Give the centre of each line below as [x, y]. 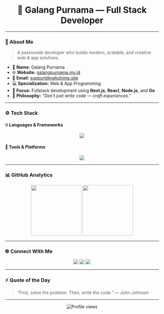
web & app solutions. [38, 58]
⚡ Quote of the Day [28, 280]
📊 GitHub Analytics [29, 175]
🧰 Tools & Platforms [25, 147]
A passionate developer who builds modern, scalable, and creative [84, 52]
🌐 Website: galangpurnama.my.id [46, 73]
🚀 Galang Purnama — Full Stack [82, 10]
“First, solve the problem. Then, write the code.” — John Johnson [83, 293]
